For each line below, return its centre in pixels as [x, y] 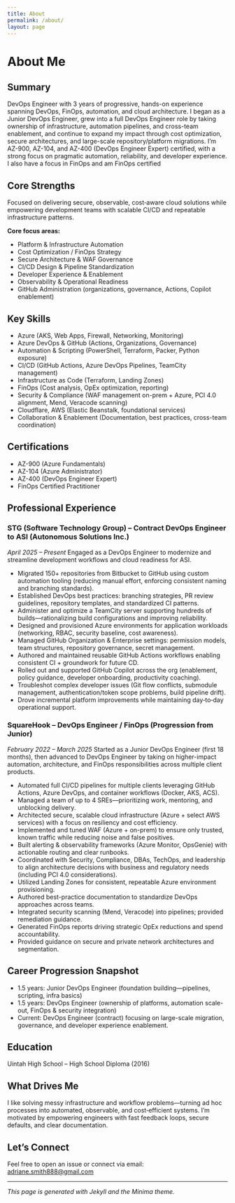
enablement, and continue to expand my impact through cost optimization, [115, 134]
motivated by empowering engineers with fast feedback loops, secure [108, 1118]
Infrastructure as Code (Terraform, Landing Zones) [91, 380]
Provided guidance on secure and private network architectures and [116, 941]
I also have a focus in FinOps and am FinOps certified [84, 164]
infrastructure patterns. [41, 217]
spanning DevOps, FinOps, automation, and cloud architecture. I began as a [116, 111]
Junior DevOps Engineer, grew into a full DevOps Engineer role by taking [112, 119]
